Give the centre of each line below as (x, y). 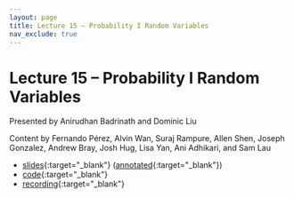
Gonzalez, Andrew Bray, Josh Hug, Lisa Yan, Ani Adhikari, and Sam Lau (140, 148)
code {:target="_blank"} (65, 175)
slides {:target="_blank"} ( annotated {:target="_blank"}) (122, 165)
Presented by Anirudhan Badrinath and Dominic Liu (103, 122)
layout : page (33, 17)
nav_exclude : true (43, 34)
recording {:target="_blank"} (73, 184)
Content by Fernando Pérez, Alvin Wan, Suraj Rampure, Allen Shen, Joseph (147, 139)
